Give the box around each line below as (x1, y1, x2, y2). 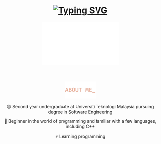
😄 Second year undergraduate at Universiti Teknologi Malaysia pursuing (6, 103, 154, 109)
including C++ (65, 123, 95, 129)
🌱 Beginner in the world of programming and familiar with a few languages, (4, 118, 157, 124)
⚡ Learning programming (55, 133, 106, 139)
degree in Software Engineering (48, 109, 113, 115)
